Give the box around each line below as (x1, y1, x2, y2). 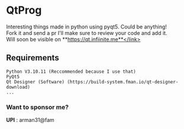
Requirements (6, 53, 59, 63)
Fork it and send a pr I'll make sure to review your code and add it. (6, 29, 167, 36)
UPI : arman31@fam (6, 117, 54, 124)
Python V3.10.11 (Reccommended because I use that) (6, 69, 136, 75)
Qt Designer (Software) (6, 79, 65, 85)
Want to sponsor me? (6, 103, 69, 111)
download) (6, 84, 31, 90)
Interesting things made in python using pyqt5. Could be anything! (6, 23, 167, 30)
